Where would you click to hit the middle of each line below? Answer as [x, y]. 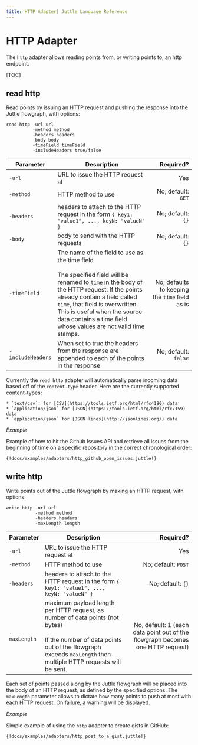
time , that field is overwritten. [98, 305]
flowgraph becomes [161, 640]
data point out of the [161, 632]
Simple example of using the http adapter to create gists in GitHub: [88, 726]
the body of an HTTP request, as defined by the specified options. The [92, 690]
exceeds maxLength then [78, 655]
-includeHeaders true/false [67, 151]
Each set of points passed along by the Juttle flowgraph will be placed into [97, 684]
